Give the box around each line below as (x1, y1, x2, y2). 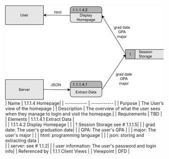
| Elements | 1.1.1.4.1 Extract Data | (5, 116, 74, 122)
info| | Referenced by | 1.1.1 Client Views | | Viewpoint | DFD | (5, 148, 130, 154)
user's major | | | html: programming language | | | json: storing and (5, 132, 144, 138)
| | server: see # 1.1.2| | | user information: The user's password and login (5, 142, 156, 148)
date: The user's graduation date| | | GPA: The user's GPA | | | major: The (5, 126, 156, 133)
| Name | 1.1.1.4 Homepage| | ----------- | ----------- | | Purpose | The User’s (5, 100, 164, 106)
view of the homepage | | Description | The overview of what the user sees (5, 105, 160, 111)
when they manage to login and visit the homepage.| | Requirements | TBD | (5, 111, 162, 117)
